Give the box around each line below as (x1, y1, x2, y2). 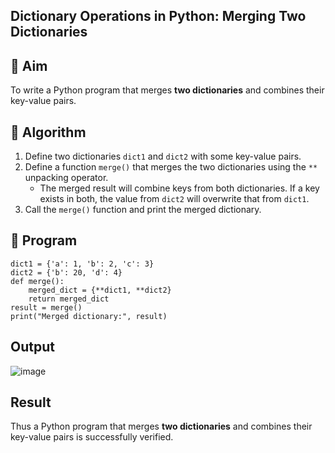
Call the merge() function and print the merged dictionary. (24, 204, 262, 216)
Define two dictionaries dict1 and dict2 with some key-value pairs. (24, 150, 302, 163)
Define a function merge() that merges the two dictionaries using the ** (24, 161, 318, 173)
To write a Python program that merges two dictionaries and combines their (10, 84, 325, 96)
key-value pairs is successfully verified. (10, 431, 174, 443)
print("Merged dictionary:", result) (10, 311, 168, 321)
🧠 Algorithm (10, 124, 87, 141)
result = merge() (10, 302, 83, 313)
